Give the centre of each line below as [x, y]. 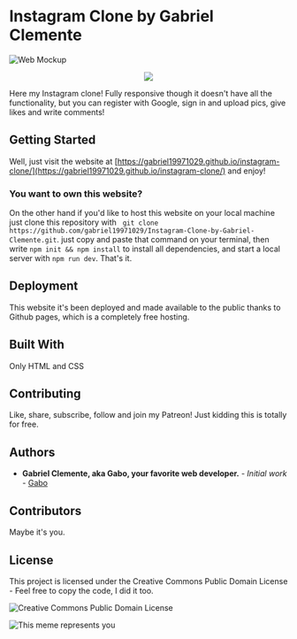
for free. [24, 424]
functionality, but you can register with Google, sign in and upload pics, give [148, 103]
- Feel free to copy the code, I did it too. [81, 590]
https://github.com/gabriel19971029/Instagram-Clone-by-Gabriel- [132, 231]
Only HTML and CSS [47, 366]
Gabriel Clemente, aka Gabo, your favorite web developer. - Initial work [154, 473]
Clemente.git [33, 241]
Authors [32, 452]
